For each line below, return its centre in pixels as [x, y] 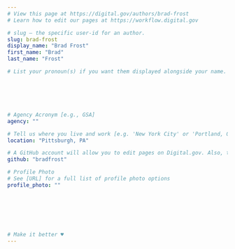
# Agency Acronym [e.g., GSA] [51, 115]
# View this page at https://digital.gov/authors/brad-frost [98, 14]
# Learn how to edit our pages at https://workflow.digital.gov [103, 20]
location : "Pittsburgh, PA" [48, 141]
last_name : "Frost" [36, 59]
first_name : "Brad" [36, 52]
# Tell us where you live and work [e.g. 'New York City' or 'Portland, [115, 134]
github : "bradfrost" [37, 159]
